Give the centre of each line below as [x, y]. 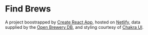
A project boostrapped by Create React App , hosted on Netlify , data [73, 22]
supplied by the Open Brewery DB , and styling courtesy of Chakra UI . [74, 27]
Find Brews [28, 9]
